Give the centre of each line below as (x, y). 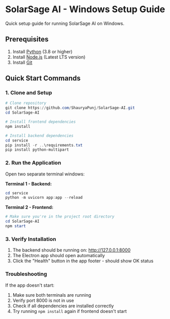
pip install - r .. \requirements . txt (44, 145)
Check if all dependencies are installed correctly (63, 306)
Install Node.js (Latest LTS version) (49, 57)
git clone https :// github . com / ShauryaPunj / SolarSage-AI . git (70, 108)
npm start (16, 226)
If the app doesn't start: (30, 285)
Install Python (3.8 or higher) (42, 51)
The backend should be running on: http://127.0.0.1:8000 (72, 250)
